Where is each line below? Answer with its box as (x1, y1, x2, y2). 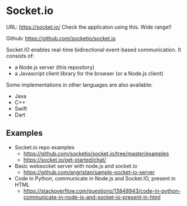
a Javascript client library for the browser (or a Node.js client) (14, 70, 164, 77)
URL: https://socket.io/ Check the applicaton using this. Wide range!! (6, 23, 172, 30)
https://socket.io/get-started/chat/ (23, 156, 107, 163)
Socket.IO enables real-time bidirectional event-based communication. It (6, 46, 182, 53)
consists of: (6, 52, 35, 59)
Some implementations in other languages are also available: (6, 81, 153, 88)
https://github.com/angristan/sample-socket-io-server (23, 169, 155, 176)
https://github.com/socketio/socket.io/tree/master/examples (23, 150, 169, 157)
